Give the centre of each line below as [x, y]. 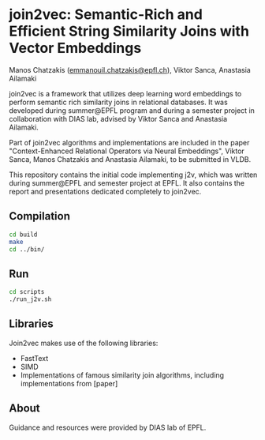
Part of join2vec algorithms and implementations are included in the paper [129, 142]
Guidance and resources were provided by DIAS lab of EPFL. [108, 427]
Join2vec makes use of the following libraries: [84, 343]
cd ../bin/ [27, 249]
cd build [23, 235]
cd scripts [27, 292]
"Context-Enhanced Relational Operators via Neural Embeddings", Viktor [127, 151]
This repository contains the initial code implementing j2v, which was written [133, 175]
